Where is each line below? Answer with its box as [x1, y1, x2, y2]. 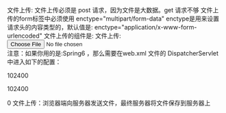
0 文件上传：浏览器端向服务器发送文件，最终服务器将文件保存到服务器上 [7, 99, 211, 107]
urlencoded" [7, 32, 42, 40]
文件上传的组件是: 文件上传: [43, 32, 121, 40]
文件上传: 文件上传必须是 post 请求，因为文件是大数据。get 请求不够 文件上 [7, 6, 219, 14]
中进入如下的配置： [7, 58, 62, 66]
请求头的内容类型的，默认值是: [7, 23, 94, 31]
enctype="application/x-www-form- [94, 23, 197, 31]
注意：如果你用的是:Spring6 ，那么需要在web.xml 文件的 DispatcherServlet [7, 49, 219, 57]
